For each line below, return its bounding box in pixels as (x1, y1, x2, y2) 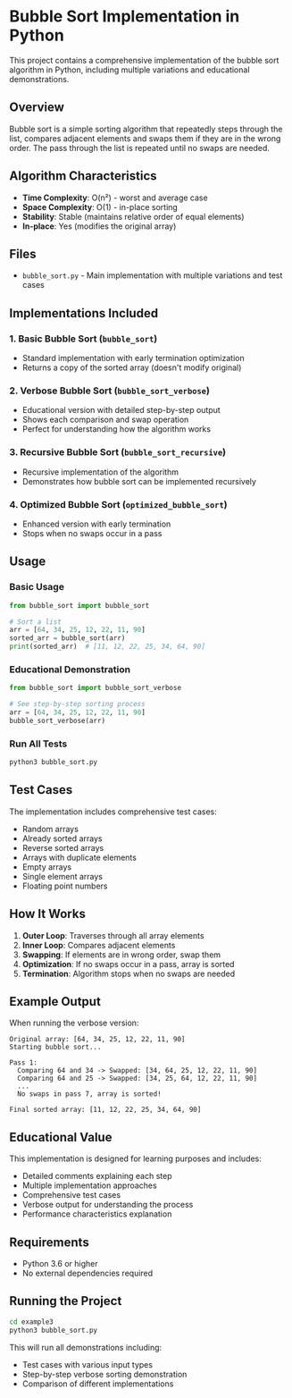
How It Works (9, 906, 87, 922)
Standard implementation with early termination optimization (21, 353, 245, 364)
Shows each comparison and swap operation (21, 414, 189, 425)
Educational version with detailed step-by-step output (21, 405, 221, 416)
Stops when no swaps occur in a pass (21, 527, 163, 538)
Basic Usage (9, 581, 65, 594)
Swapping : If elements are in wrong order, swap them (21, 949, 221, 960)
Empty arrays (21, 861, 72, 872)
